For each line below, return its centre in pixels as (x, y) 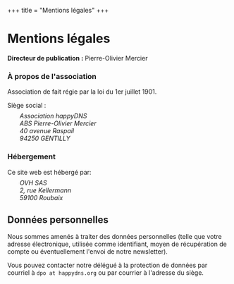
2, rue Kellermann (46, 190)
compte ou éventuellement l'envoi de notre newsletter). (87, 252)
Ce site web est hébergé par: (49, 172)
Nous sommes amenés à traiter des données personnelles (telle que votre (115, 237)
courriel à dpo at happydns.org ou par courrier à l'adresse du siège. (106, 273)
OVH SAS (33, 183)
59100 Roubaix (42, 197)
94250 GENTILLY (45, 138)
